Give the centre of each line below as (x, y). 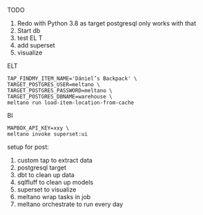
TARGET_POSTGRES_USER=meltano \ (54, 85)
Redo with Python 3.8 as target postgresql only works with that (107, 23)
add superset (36, 45)
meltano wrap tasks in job (54, 197)
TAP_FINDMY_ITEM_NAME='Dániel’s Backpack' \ (72, 79)
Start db (29, 31)
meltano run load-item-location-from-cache (71, 103)
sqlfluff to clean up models (55, 182)
